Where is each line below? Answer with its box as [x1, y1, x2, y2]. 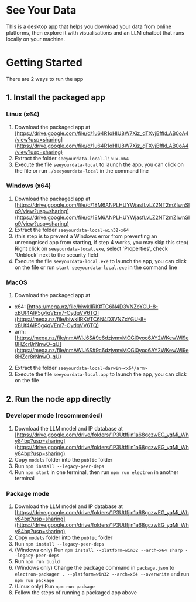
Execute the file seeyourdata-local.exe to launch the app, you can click [14, 257, 187, 264]
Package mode [6, 489, 50, 497]
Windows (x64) [6, 181, 51, 190]
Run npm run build [14, 558, 60, 565]
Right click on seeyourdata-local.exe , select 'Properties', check [14, 245, 168, 252]
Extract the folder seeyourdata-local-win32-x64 [14, 226, 129, 233]
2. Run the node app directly [6, 394, 111, 404]
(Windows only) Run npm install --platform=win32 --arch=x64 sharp [14, 547, 183, 554]
